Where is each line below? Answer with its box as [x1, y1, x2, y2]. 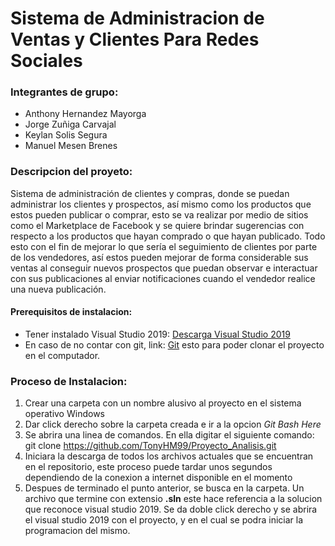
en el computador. [24, 349, 101, 361]
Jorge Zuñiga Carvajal [24, 118, 117, 131]
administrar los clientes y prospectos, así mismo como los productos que [10, 198, 312, 210]
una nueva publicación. [10, 283, 107, 295]
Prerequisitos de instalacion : [10, 306, 133, 318]
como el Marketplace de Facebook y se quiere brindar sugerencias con [10, 219, 305, 231]
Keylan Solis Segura [24, 129, 108, 141]
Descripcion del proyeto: [10, 165, 133, 179]
